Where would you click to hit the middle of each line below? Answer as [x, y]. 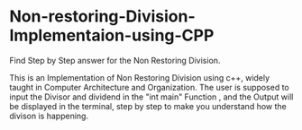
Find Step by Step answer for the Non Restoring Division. [115, 60]
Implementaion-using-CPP [112, 35]
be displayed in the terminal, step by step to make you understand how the [148, 106]
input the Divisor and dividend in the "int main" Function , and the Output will [151, 97]
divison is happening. [49, 116]
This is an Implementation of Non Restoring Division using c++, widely [140, 77]
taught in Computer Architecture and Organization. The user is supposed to [150, 87]
